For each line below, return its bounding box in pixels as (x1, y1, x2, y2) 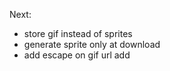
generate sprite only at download (23, 39, 161, 50)
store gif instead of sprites (23, 28, 133, 39)
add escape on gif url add (23, 49, 131, 61)
